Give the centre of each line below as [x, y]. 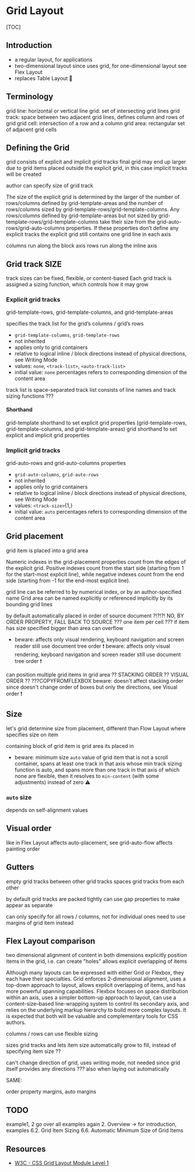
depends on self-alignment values [47, 810]
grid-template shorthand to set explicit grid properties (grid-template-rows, [97, 422]
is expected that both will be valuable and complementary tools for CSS [92, 1016]
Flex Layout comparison [51, 941]
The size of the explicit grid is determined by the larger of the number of [93, 197]
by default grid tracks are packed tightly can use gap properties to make [93, 899]
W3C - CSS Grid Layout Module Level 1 [62, 1163]
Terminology [30, 97]
